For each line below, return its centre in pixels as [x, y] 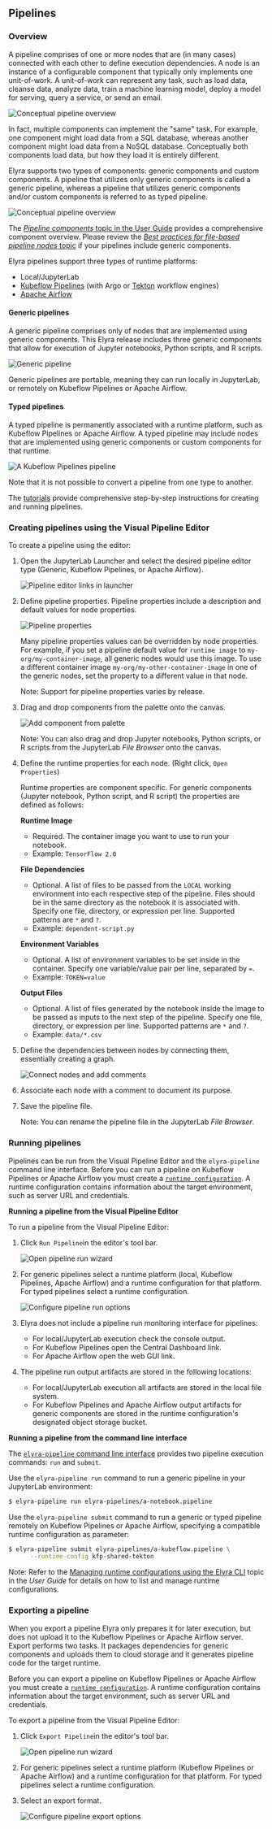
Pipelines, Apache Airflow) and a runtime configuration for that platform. [141, 1283]
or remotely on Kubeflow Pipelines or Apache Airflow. [98, 388]
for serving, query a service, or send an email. [86, 98]
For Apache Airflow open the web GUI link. [104, 1356]
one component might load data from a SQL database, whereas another [129, 137]
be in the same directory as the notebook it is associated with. [136, 902]
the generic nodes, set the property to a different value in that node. [134, 676]
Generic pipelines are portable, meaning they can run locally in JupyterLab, [134, 379]
